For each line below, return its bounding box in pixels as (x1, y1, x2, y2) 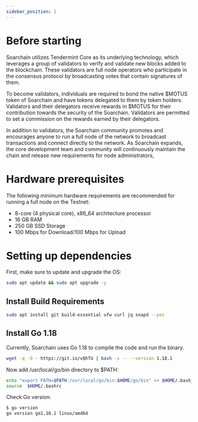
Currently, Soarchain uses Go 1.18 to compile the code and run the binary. (6, 344, 184, 351)
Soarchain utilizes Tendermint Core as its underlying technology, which (6, 54, 179, 61)
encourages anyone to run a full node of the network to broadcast (6, 133, 167, 140)
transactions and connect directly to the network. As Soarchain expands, (6, 139, 183, 146)
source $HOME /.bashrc (6, 383, 62, 389)
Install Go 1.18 (6, 328, 57, 338)
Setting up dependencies (6, 249, 132, 263)
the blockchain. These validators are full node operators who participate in (6, 66, 187, 73)
